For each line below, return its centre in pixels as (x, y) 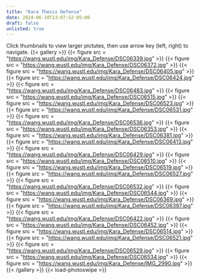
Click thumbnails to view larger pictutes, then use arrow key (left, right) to (97, 46)
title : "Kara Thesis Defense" (44, 12)
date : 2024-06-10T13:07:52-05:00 (48, 17)
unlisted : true (25, 29)
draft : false (23, 23)
